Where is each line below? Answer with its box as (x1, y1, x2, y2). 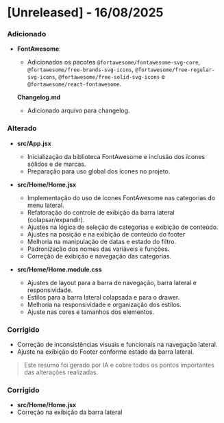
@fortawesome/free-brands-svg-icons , (27, 65, 134, 73)
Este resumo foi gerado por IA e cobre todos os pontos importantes (23, 361, 214, 370)
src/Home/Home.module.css (16, 265, 102, 274)
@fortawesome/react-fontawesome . (27, 80, 122, 88)
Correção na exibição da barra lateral (16, 408, 123, 416)
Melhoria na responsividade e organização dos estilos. (27, 300, 182, 309)
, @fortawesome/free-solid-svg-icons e (55, 73, 166, 81)
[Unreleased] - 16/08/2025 (7, 5, 164, 21)
